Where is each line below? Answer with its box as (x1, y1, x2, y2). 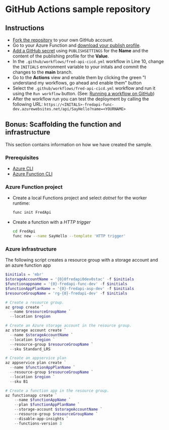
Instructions (5, 24, 44, 32)
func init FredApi (12, 210, 51, 215)
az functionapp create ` (5, 393, 58, 398)
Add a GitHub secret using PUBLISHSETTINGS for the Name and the (12, 48, 149, 53)
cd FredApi (12, 229, 36, 234)
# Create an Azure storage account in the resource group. (5, 323, 132, 328)
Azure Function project (5, 183, 63, 191)
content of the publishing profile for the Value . (12, 53, 109, 59)
